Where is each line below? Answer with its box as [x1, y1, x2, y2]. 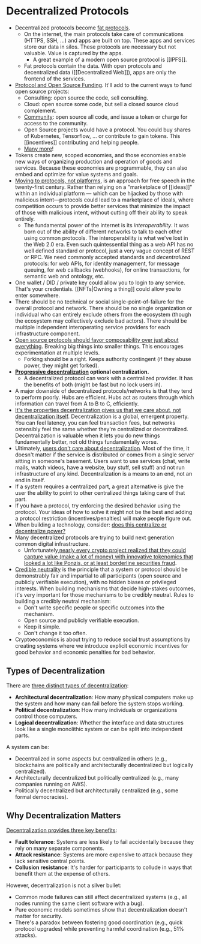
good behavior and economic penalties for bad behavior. [14, 648, 155, 656]
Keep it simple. [23, 623, 61, 630]
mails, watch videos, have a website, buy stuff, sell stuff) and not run [14, 464, 185, 471]
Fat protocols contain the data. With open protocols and [23, 62, 162, 70]
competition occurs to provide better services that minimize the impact [14, 202, 190, 209]
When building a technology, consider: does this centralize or [14, 521, 167, 528]
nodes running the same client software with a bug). [14, 900, 144, 907]
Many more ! [23, 145, 54, 152]
